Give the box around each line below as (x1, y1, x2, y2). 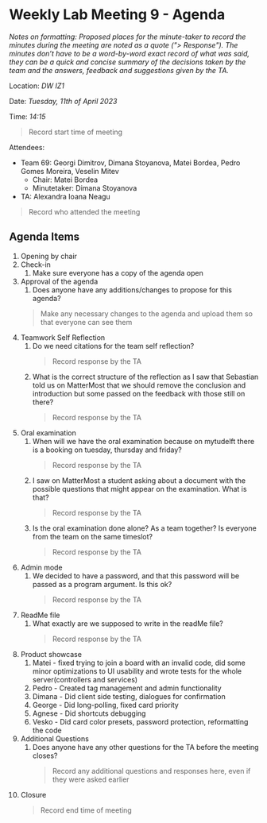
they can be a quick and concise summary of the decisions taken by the (9, 57, 246, 67)
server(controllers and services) (32, 674, 138, 684)
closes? (32, 751, 58, 760)
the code (32, 725, 62, 735)
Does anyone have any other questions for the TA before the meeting (32, 742, 259, 752)
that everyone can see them (40, 317, 133, 326)
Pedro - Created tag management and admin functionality (32, 683, 222, 693)
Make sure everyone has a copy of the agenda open (32, 268, 203, 277)
